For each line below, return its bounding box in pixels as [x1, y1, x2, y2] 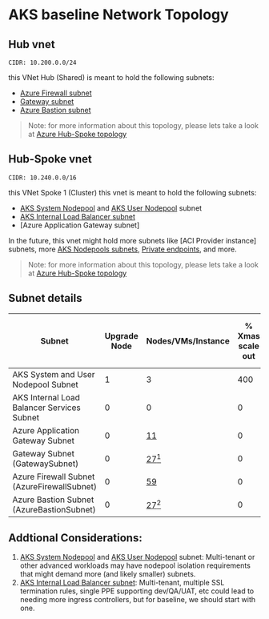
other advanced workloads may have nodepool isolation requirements [19, 561, 251, 570]
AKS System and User [12, 368, 95, 380]
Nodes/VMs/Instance [146, 335, 231, 346]
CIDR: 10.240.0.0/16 [8, 174, 78, 182]
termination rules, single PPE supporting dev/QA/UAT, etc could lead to [19, 586, 255, 596]
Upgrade [104, 330, 139, 341]
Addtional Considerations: [8, 531, 143, 545]
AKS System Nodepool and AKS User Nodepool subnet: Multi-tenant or [19, 553, 255, 562]
